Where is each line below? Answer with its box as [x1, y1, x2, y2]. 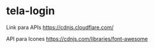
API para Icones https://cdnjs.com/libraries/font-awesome [6, 35, 148, 42]
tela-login [6, 4, 55, 18]
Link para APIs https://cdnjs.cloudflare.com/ [6, 24, 114, 31]
